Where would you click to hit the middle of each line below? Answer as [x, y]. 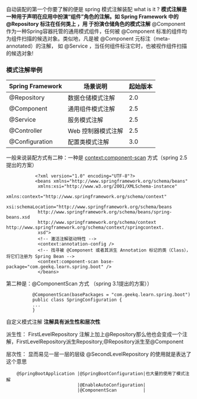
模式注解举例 [24, 70]
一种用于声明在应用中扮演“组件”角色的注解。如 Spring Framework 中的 [92, 16]
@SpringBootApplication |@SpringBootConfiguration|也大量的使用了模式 [101, 374]
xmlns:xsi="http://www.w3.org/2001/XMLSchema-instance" [107, 187]
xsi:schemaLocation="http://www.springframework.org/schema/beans [89, 207]
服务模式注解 [85, 120]
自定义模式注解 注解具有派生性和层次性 [53, 322]
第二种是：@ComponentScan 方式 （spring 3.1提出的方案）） [79, 284]
